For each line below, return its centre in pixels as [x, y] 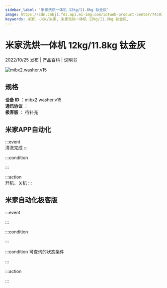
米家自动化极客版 [31, 200]
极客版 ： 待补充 [22, 112]
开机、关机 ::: [19, 183]
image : [12, 14]
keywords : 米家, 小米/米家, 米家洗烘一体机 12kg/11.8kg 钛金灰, [67, 19]
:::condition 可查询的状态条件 [35, 252]
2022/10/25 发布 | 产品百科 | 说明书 [41, 60]
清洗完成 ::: [17, 147]
